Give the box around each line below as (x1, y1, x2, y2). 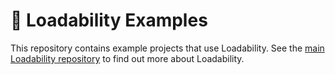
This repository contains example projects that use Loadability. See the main (10, 42, 325, 54)
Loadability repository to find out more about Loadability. (10, 52, 245, 64)
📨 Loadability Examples (10, 9, 208, 32)
